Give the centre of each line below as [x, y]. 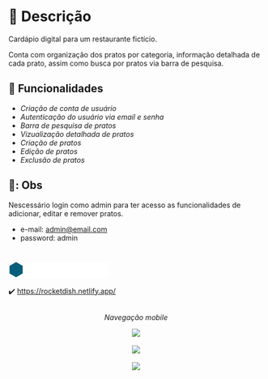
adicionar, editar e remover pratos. [66, 213]
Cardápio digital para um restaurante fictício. [83, 39]
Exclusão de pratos [52, 160]
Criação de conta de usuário [68, 108]
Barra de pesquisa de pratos [68, 126]
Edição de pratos [49, 151]
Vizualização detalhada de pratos [77, 134]
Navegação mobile [136, 317]
